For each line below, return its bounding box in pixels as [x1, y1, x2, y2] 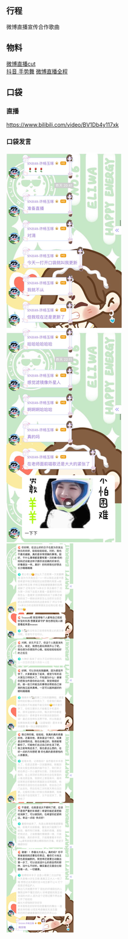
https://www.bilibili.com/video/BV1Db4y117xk [6, 121, 120, 129]
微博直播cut [6, 60, 36, 67]
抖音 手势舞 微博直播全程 [6, 68, 68, 75]
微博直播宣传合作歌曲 [6, 23, 59, 30]
